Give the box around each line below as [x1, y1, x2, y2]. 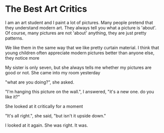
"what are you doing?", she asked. [5, 79, 75, 85]
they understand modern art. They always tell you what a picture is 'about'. [5, 24, 157, 30]
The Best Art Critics [5, 3, 87, 15]
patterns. [5, 35, 24, 41]
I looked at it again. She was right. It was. [5, 122, 88, 128]
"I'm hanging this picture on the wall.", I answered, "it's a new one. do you [5, 89, 154, 94]
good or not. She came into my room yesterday [5, 69, 101, 75]
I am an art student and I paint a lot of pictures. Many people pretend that [5, 20, 153, 25]
